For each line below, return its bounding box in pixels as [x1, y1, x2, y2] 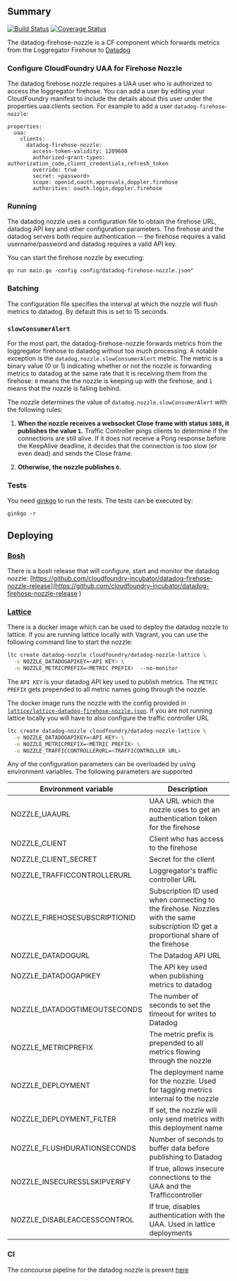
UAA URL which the [149, 796, 214, 806]
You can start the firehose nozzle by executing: [7, 254, 145, 262]
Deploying [7, 530, 54, 542]
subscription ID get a [149, 922, 219, 932]
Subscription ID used [149, 887, 219, 896]
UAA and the [149, 1181, 192, 1191]
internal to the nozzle [149, 1094, 219, 1104]
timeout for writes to [149, 1009, 217, 1019]
